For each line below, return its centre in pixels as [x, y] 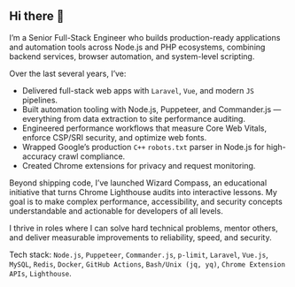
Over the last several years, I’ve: [68, 73]
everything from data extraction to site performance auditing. [134, 118]
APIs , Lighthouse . [41, 273]
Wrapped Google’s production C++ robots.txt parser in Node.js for [143, 147]
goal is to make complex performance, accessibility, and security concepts [146, 201]
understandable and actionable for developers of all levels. [116, 211]
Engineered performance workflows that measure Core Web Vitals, [144, 128]
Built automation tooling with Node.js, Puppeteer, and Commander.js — [151, 109]
